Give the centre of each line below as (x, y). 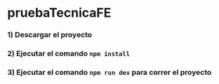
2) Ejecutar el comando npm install (69, 54)
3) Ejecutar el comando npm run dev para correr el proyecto (109, 72)
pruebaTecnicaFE (59, 13)
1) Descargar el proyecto (50, 35)
